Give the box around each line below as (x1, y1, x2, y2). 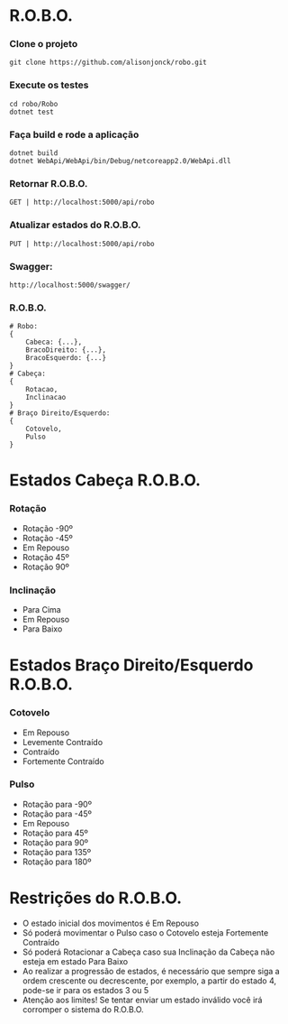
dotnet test (9, 107, 54, 116)
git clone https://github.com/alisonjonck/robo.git (9, 58, 207, 68)
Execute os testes (9, 78, 89, 91)
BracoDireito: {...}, (25, 346, 106, 355)
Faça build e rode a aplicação (9, 128, 139, 141)
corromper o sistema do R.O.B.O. (22, 1003, 144, 1015)
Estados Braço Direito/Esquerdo (9, 655, 254, 676)
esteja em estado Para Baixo (22, 955, 129, 966)
